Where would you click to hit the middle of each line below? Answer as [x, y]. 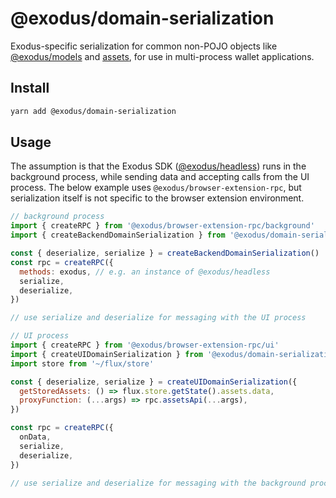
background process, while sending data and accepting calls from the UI [160, 177]
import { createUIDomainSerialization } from [106, 354]
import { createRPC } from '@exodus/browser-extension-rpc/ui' [145, 345]
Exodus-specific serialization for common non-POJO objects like [144, 46]
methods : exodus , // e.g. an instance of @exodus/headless [145, 272]
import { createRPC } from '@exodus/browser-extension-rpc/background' [162, 226]
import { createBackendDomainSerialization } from [118, 235]
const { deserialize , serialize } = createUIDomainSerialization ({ [154, 382]
